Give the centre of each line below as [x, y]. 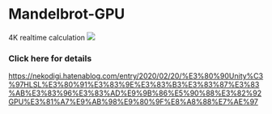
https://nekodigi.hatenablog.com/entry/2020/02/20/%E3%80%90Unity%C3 [136, 76]
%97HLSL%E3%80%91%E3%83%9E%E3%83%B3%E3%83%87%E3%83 [134, 85]
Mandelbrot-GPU [67, 14]
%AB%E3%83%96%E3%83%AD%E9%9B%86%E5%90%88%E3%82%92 [135, 93]
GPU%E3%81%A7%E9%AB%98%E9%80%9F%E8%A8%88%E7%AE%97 [134, 102]
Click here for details [50, 58]
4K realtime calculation [47, 37]
